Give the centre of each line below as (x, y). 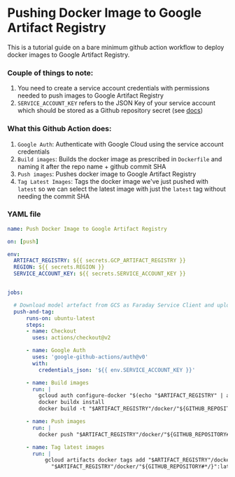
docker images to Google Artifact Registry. (69, 55)
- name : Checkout (51, 331)
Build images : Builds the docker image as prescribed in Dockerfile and (120, 159)
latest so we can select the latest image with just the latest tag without (121, 189)
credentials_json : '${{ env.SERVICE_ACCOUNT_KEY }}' (117, 370)
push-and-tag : (34, 311)
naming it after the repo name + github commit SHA (92, 166)
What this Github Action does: (59, 129)
